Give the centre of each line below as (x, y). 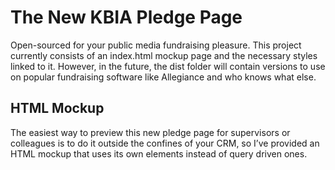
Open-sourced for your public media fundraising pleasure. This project (156, 45)
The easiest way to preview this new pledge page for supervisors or (150, 132)
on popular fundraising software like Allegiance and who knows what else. (163, 77)
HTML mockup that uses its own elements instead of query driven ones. (159, 153)
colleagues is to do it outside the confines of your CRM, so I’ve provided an (165, 143)
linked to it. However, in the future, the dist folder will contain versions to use (168, 66)
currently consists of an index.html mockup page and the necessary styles (164, 55)
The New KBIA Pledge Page (126, 17)
